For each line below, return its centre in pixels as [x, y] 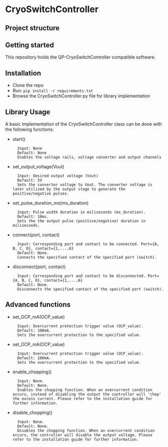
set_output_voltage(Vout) [38, 167]
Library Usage [28, 112]
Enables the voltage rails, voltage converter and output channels [90, 158]
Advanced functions [38, 305]
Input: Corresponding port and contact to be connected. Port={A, [88, 244]
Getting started [30, 45]
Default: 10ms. [33, 217]
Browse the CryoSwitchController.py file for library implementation [81, 96]
